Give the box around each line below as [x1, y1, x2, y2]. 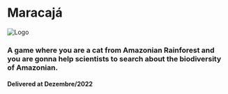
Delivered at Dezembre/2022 [7, 80, 93, 88]
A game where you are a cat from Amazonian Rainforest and [7, 45, 215, 55]
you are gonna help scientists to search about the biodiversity [7, 54, 222, 63]
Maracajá [7, 5, 63, 21]
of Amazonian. [7, 63, 58, 72]
